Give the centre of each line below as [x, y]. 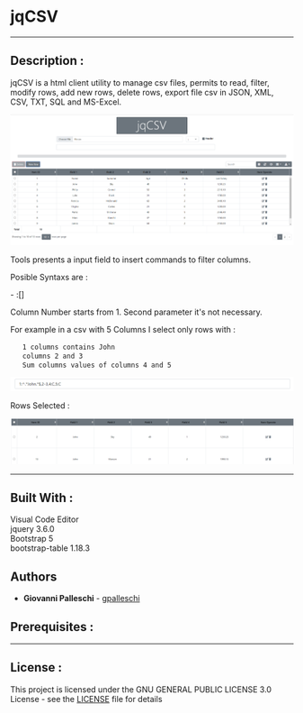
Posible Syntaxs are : [49, 278]
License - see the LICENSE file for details [86, 699]
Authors [34, 576]
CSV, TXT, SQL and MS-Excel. [66, 102]
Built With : [42, 498]
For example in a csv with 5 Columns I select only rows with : [123, 330]
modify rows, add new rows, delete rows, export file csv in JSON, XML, [142, 92]
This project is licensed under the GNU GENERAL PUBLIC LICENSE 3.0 [141, 689]
